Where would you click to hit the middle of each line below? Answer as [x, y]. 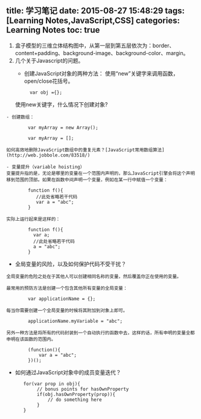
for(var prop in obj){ [52, 384]
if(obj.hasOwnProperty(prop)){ [76, 394]
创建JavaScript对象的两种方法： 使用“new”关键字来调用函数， [101, 73]
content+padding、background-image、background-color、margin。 [102, 53]
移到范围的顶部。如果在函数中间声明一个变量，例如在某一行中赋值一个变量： [87, 180]
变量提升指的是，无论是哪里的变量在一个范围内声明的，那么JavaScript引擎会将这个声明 [101, 173]
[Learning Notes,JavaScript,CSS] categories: [93, 21]
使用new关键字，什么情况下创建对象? [61, 104]
